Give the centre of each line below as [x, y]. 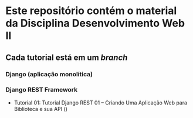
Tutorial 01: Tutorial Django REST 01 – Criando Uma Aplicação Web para [101, 102]
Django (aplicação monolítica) [49, 74]
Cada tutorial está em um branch [67, 57]
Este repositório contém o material [91, 11]
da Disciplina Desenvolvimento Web [95, 23]
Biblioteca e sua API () [41, 109]
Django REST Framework [42, 90]
